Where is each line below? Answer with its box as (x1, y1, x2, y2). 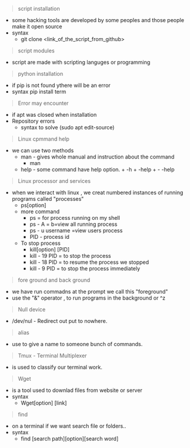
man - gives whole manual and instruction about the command (20, 153, 175, 160)
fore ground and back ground (17, 276, 91, 284)
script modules (17, 47, 55, 54)
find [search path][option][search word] (20, 435, 119, 442)
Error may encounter (17, 99, 69, 107)
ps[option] (20, 202, 46, 209)
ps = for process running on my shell (29, 214, 120, 221)
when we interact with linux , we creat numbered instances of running (11, 189, 183, 196)
